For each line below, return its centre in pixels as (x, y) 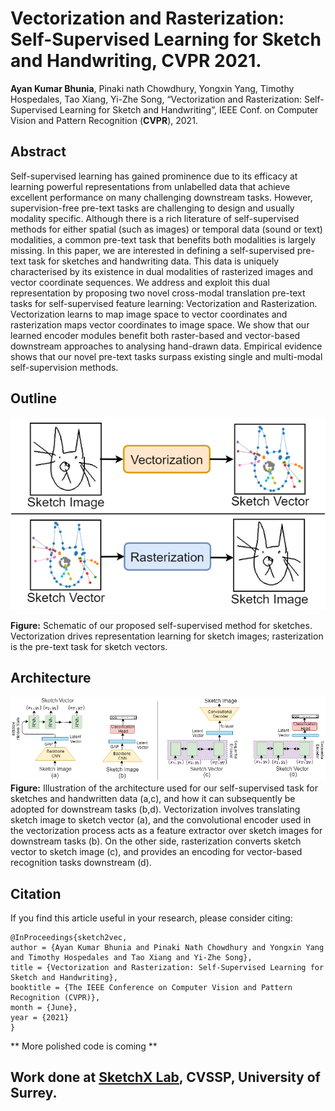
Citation (36, 893)
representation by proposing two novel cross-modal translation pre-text (158, 293)
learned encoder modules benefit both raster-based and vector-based (155, 335)
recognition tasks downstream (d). (81, 863)
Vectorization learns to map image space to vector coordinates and (149, 314)
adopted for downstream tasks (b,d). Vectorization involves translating (155, 809)
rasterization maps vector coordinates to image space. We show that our (160, 324)
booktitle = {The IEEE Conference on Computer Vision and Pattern (151, 988)
